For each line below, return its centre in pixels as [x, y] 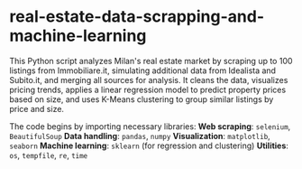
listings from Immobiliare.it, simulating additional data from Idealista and [143, 70]
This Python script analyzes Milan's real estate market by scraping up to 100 [151, 61]
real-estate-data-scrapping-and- [137, 17]
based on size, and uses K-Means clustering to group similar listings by [142, 99]
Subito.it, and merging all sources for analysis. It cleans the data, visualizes [149, 80]
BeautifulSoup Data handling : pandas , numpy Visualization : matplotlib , [140, 136]
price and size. [37, 108]
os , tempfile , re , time [49, 155]
